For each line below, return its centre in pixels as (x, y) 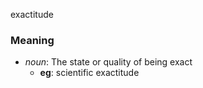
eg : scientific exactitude (89, 73)
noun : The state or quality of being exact (108, 62)
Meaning (32, 40)
